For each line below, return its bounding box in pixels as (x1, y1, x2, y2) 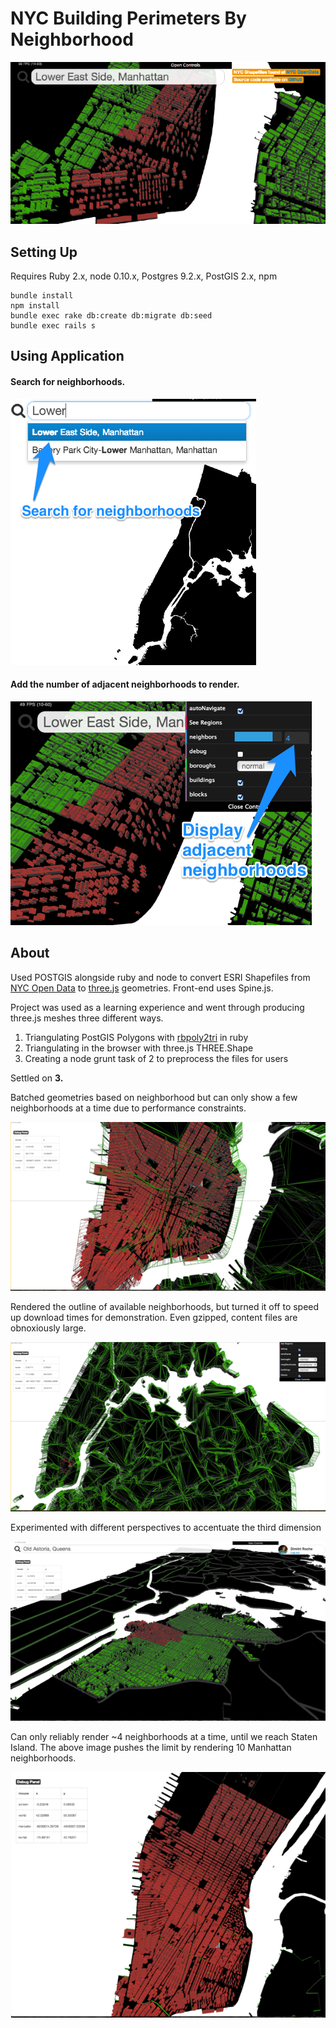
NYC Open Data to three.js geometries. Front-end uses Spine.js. (10, 982, 274, 994)
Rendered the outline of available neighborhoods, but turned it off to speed (10, 1301, 320, 1313)
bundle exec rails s (10, 320, 97, 331)
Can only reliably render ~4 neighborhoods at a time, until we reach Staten (10, 1730, 318, 1742)
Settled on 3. (10, 1072, 64, 1084)
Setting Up (10, 243, 78, 261)
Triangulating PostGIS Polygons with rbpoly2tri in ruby (24, 1031, 249, 1043)
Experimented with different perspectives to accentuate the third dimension (10, 1522, 322, 1534)
